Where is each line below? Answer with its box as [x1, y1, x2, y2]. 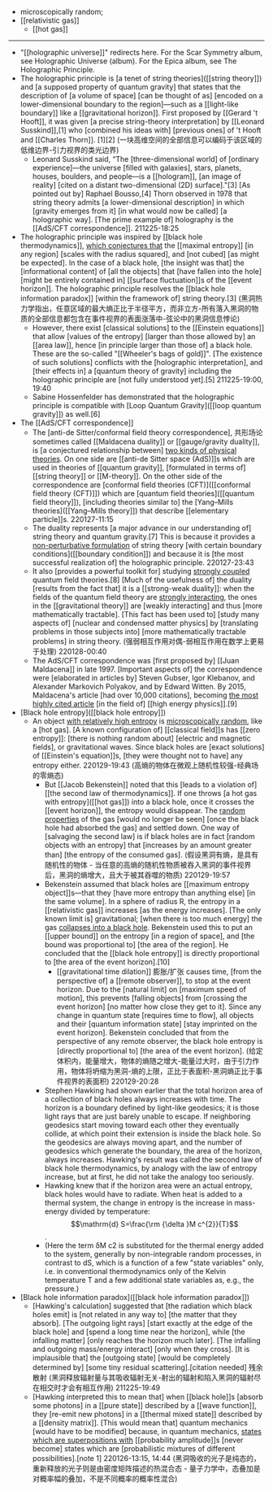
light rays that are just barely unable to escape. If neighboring [44, 1111, 251, 1121]
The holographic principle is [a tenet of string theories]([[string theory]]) [19, 73, 262, 83]
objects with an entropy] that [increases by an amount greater [44, 841, 252, 850]
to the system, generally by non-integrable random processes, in [44, 1250, 262, 1258]
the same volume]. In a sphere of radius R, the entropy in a [44, 897, 241, 906]
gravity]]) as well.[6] [32, 410, 101, 419]
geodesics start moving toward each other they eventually [44, 1120, 240, 1129]
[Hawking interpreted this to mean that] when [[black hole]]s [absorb [32, 1392, 264, 1402]
